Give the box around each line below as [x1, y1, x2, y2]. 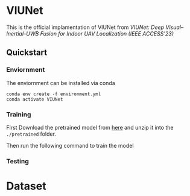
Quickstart [6, 48, 48, 58]
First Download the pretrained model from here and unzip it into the [6, 124, 174, 131]
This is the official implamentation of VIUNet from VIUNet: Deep [6, 24, 165, 31]
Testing [6, 157, 29, 165]
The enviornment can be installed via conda [6, 79, 116, 86]
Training [6, 110, 31, 118]
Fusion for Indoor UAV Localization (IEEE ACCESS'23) [40, 30, 174, 37]
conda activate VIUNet [6, 96, 63, 103]
